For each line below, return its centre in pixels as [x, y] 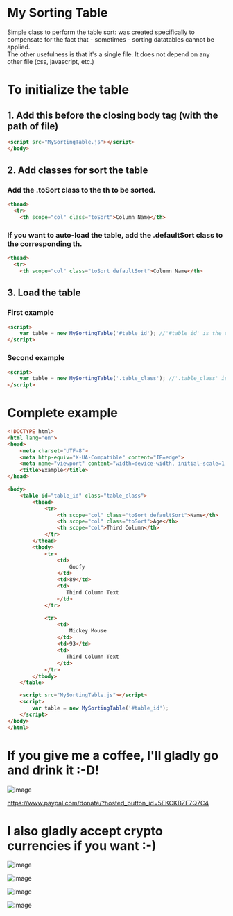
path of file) [33, 126]
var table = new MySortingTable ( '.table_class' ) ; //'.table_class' [119, 379]
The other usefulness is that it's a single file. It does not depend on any [109, 54]
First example [31, 313]
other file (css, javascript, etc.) [51, 61]
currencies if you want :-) [82, 845]
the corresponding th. [45, 243]
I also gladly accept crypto [85, 831]
